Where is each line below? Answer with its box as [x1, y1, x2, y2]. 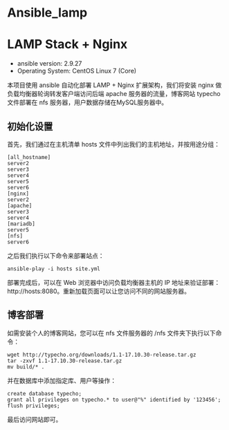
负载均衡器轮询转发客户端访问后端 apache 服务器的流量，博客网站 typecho [7, 90, 221, 98]
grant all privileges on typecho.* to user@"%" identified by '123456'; [7, 396, 221, 403]
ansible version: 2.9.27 [17, 59, 82, 68]
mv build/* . [7, 363, 45, 371]
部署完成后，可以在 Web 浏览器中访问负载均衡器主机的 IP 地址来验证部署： [7, 278, 221, 286]
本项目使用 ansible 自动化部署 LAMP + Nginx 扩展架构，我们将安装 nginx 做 [7, 81, 222, 89]
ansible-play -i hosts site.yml [7, 265, 100, 272]
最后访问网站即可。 [7, 415, 62, 423]
